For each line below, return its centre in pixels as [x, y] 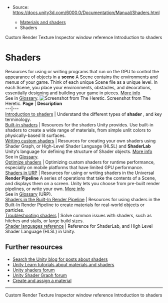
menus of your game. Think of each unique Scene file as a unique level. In [81, 82]
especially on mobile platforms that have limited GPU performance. [74, 167]
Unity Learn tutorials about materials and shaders [63, 264]
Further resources [34, 247]
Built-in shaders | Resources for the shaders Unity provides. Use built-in [79, 124]
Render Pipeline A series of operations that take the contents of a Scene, [81, 178]
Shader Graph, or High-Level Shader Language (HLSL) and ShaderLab [78, 146]
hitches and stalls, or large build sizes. [44, 221]
